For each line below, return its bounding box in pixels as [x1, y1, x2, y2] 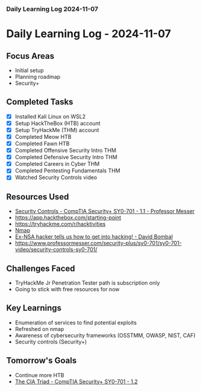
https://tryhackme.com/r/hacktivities [14, 220, 106, 228]
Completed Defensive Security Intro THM [14, 154, 117, 161]
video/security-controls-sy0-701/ [14, 246, 97, 253]
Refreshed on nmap [14, 325, 64, 332]
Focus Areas [6, 50, 55, 61]
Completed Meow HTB [14, 133, 72, 140]
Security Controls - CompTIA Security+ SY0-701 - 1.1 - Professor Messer [14, 208, 195, 215]
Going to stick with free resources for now [14, 285, 120, 292]
